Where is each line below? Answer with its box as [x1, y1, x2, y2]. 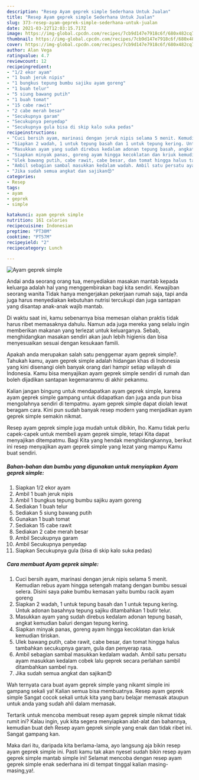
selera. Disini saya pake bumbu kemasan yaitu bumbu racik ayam [15, 588, 175, 595]
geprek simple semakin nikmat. [6, 412, 83, 420]
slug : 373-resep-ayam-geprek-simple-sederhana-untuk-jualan [6, 20, 158, 25]
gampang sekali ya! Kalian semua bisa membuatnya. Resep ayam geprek [6, 688, 184, 695]
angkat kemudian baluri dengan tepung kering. [15, 620, 129, 627]
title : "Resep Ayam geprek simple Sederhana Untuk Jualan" [6, 14, 155, 20]
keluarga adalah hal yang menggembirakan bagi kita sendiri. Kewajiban [6, 284, 180, 291]
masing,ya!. [6, 767, 35, 774]
